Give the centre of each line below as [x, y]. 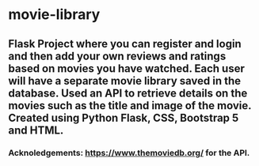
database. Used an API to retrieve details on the [128, 93]
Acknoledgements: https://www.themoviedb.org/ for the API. [129, 153]
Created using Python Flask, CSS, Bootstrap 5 [124, 117]
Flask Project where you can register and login [125, 44]
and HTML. [36, 130]
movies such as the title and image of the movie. [130, 106]
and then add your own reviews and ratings [117, 56]
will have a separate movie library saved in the [125, 81]
